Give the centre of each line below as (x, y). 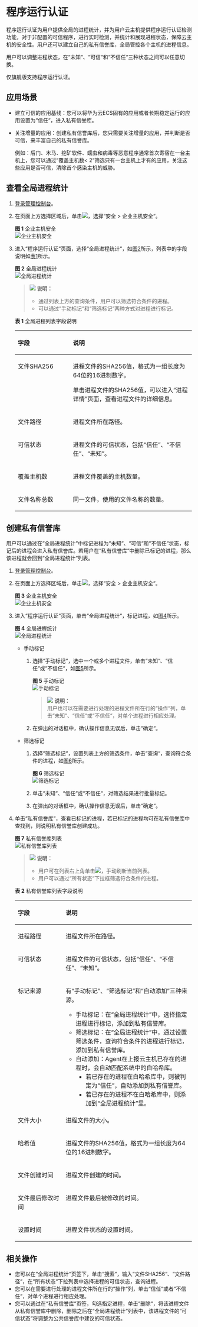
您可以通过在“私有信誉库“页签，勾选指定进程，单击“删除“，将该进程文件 (102, 1304)
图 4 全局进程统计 (36, 628)
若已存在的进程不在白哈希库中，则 (133, 1094)
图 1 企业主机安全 (35, 228)
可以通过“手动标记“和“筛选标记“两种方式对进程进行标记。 (107, 308)
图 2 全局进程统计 (36, 268)
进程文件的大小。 (89, 1121)
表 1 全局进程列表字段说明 (46, 321)
